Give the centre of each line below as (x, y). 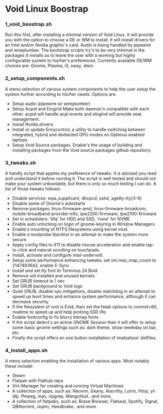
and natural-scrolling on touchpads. (64, 250)
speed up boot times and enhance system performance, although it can (84, 297)
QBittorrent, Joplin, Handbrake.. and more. (54, 407)
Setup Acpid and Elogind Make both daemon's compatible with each (81, 108)
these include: (19, 366)
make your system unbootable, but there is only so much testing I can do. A (81, 184)
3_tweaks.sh (21, 162)
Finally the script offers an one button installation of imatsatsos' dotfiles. (84, 338)
